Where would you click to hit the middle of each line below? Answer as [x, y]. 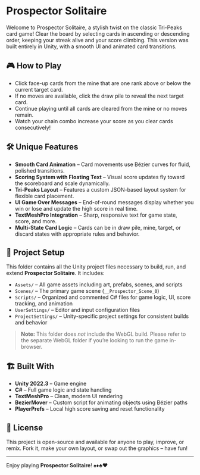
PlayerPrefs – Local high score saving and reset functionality [90, 409]
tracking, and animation [44, 304]
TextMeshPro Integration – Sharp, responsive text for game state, [96, 215]
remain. [24, 115]
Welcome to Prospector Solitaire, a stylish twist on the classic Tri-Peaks [94, 27]
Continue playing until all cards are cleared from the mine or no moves [101, 108]
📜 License [25, 428]
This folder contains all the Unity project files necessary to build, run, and [96, 267]
